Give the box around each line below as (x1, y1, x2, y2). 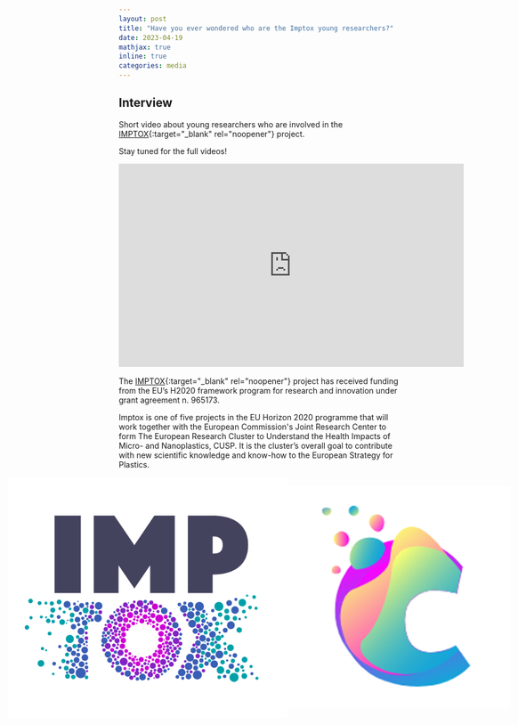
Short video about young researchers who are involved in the (118, 118, 344, 129)
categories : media (118, 61, 187, 70)
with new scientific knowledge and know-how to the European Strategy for (118, 450, 393, 460)
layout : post (118, 14, 167, 23)
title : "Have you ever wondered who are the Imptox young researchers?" (118, 23, 394, 33)
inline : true (118, 52, 167, 61)
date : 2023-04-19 (118, 33, 183, 42)
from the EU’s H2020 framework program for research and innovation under (118, 385, 398, 395)
